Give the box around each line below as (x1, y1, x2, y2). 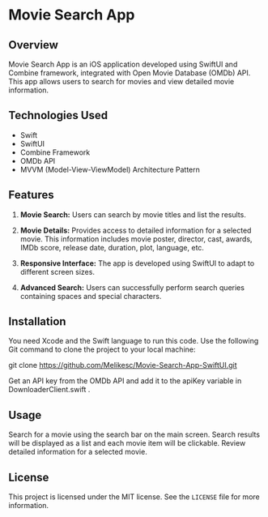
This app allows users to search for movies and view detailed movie (8, 77, 235, 86)
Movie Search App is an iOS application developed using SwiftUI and (8, 59, 238, 69)
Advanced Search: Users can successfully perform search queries (19, 282, 245, 293)
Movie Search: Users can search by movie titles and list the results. (19, 209, 247, 220)
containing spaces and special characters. (19, 291, 162, 301)
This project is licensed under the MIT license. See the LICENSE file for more (8, 492, 261, 502)
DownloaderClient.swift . (8, 385, 91, 395)
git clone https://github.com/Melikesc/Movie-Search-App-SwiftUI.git (8, 361, 237, 370)
